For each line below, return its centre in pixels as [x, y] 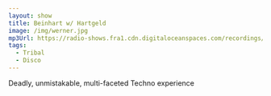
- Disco [29, 61]
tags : [17, 46]
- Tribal [30, 53]
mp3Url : [21, 38]
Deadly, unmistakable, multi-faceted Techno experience [102, 83]
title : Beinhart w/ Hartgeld [57, 23]
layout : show [30, 16]
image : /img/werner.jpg [48, 30]
